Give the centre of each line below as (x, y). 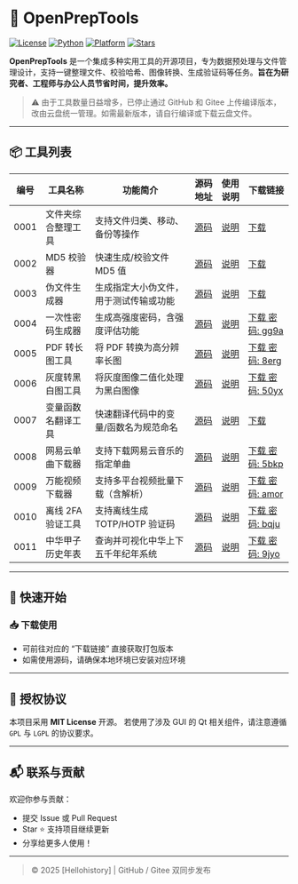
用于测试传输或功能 (135, 300)
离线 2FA (64, 510)
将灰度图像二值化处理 (139, 377)
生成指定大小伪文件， (139, 287)
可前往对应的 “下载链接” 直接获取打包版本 (98, 649)
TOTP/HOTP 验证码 (135, 523)
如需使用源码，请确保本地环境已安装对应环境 (104, 660)
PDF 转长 (65, 347)
